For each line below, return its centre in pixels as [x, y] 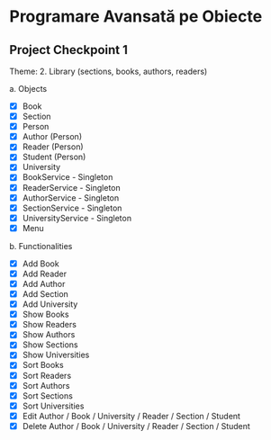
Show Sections [50, 345]
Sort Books [43, 365]
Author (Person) [52, 137]
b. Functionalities [41, 246]
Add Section [45, 294]
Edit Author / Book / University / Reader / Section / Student [131, 416]
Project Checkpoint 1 [68, 50]
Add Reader [45, 274]
